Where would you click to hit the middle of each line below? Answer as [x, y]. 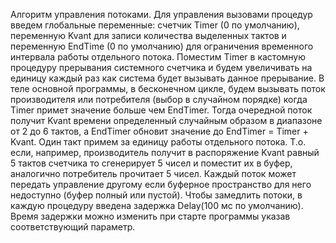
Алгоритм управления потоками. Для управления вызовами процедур [161, 14]
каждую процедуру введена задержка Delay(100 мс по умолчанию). [157, 205]
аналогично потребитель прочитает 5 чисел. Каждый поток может [153, 173]
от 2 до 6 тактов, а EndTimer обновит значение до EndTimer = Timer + [159, 131]
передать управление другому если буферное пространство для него [161, 184]
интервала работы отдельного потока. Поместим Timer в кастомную [158, 57]
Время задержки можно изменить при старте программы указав [150, 216]
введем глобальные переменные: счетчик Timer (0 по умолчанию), [155, 25]
